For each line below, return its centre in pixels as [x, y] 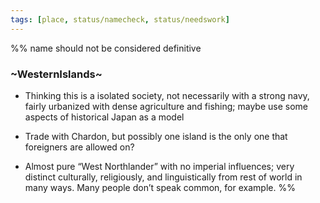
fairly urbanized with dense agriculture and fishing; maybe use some [166, 106]
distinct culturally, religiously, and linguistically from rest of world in [163, 177]
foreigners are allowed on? [79, 147]
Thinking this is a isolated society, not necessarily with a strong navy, [167, 95]
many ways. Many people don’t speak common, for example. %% [160, 187]
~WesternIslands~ [56, 74]
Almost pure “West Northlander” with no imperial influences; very [159, 166]
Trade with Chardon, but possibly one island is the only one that [156, 136]
